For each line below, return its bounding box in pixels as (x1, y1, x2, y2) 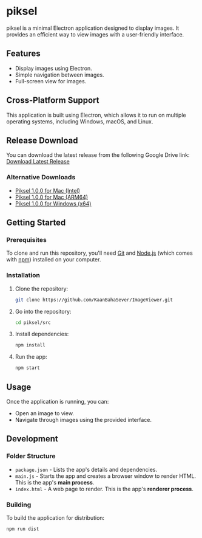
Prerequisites (6, 235, 47, 244)
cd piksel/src (15, 319, 51, 326)
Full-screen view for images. (15, 77, 87, 84)
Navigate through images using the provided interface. (15, 416, 152, 423)
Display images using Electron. (15, 64, 92, 72)
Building (6, 500, 32, 509)
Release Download (6, 135, 78, 145)
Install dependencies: (15, 330, 69, 338)
